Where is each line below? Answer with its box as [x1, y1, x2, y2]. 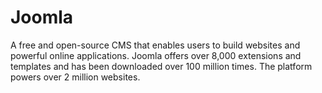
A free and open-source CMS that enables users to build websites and [10, 39, 301, 51]
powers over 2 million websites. [10, 71, 141, 83]
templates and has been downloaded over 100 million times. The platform [10, 60, 313, 72]
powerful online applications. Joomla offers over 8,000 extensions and [10, 49, 302, 61]
